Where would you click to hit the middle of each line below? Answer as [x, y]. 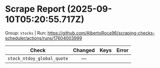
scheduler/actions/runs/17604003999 [44, 38]
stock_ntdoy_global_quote [38, 58]
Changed [84, 50]
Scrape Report [35, 9]
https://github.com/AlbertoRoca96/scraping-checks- [101, 33]
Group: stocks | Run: [26, 33]
